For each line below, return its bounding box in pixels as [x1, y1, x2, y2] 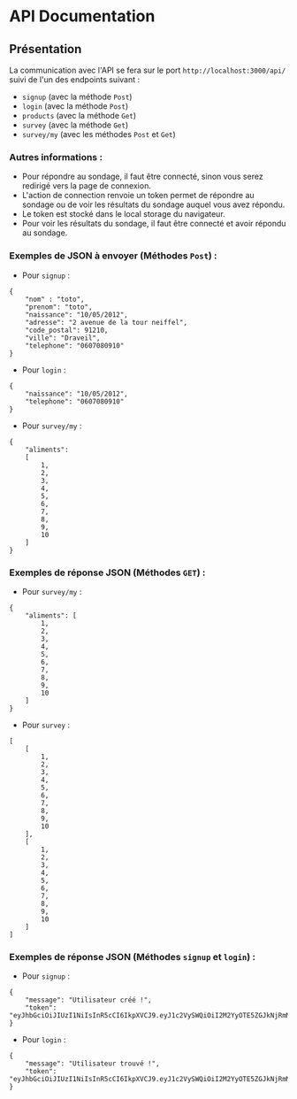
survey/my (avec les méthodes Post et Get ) [21, 129, 177, 139]
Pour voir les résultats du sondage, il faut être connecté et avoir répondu [21, 219, 286, 229]
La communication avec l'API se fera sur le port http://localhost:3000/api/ [9, 65, 286, 75]
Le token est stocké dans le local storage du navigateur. [21, 209, 225, 219]
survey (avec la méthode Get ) [21, 119, 129, 130]
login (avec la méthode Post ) [21, 101, 129, 111]
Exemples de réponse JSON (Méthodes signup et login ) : [9, 950, 256, 963]
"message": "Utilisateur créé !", [25, 995, 152, 1005]
